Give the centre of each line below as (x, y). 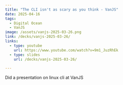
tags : (10, 18)
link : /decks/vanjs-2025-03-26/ (38, 37)
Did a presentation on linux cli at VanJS (44, 78)
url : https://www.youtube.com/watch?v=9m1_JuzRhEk (66, 50)
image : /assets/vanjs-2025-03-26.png (43, 32)
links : (12, 41)
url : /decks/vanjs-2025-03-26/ (45, 59)
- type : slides (25, 55)
